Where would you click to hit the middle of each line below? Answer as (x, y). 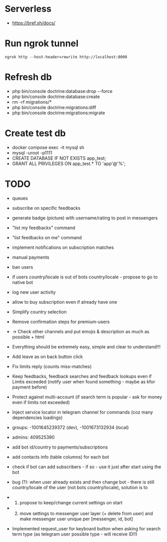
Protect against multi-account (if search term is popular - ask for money (87, 397)
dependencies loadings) (37, 418)
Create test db (35, 133)
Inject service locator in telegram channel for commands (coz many (82, 412)
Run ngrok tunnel (42, 43)
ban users (23, 267)
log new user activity (34, 292)
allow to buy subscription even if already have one (65, 302)
